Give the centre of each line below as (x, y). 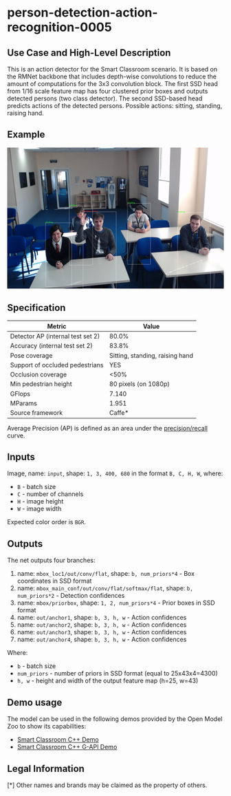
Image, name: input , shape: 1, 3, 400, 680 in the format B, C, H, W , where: (115, 473)
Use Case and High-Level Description (89, 53)
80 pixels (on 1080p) (140, 384)
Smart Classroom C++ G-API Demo (67, 747)
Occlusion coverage (38, 375)
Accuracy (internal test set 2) (51, 346)
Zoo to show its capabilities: (47, 727)
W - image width (39, 509)
